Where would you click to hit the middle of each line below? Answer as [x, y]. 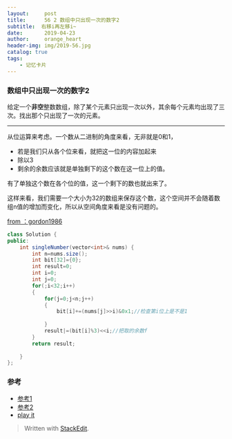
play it [26, 415]
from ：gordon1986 [35, 221]
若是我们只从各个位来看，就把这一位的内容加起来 [87, 151]
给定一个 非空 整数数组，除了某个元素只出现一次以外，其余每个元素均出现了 [113, 106]
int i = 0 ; [45, 273]
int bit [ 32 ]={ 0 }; [57, 260]
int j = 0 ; [45, 280]
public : [18, 241]
